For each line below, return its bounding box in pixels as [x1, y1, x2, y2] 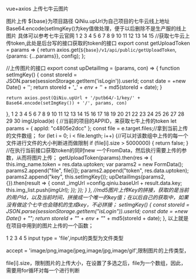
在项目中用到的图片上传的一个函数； [6, 222, 94, 229]
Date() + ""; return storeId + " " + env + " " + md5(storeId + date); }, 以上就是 [6, 215, 189, 221]
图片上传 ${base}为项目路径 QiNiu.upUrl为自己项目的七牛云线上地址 [6, 18, 170, 25]
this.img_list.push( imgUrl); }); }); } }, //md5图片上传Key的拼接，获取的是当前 [6, 187, 190, 193]
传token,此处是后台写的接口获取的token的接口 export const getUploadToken [6, 40, 191, 46]
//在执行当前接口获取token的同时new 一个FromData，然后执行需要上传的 [6, 147, 182, 154]
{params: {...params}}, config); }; [6, 52, 86, 59]
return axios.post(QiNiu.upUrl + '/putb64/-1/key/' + [6, 95, 141, 101]
